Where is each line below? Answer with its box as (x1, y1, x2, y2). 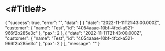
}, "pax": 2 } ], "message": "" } (38, 40, 100, 46)
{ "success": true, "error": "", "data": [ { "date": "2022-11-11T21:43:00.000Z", (5, 20, 160, 25)
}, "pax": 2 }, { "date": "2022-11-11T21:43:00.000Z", (38, 30, 143, 36)
